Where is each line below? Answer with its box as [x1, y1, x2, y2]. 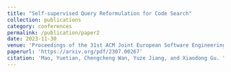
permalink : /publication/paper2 [7, 29, 100, 36]
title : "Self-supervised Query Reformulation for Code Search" [7, 10, 192, 17]
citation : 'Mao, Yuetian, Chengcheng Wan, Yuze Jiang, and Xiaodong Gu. [7, 55, 220, 62]
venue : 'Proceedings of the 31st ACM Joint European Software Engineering [7, 42, 226, 49]
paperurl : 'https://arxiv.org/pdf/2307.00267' [7, 49, 143, 56]
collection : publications [7, 16, 81, 23]
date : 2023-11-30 [7, 36, 57, 43]
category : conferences [7, 23, 72, 29]
